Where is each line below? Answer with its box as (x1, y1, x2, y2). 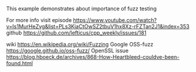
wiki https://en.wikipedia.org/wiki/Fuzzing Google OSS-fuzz (6, 41, 154, 48)
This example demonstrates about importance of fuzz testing (6, 5, 157, 12)
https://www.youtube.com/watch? (73, 17, 157, 23)
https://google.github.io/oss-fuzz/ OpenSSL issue (6, 47, 129, 54)
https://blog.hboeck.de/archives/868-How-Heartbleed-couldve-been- (6, 54, 180, 60)
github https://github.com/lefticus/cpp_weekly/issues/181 (6, 29, 146, 36)
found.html (6, 60, 33, 67)
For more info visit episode (6, 17, 72, 23)
